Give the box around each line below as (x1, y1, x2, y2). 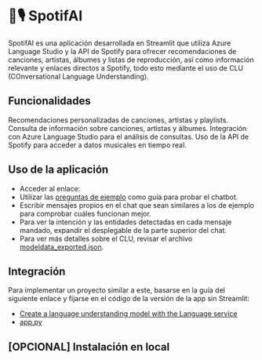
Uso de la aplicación (8, 163, 109, 176)
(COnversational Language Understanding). (8, 71, 149, 81)
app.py (19, 318, 43, 327)
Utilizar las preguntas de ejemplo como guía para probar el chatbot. (19, 192, 238, 202)
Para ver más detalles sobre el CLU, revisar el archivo (19, 234, 193, 243)
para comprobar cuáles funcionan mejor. (19, 209, 151, 218)
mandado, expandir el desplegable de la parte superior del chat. (19, 225, 227, 235)
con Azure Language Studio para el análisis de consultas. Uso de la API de (8, 132, 249, 141)
